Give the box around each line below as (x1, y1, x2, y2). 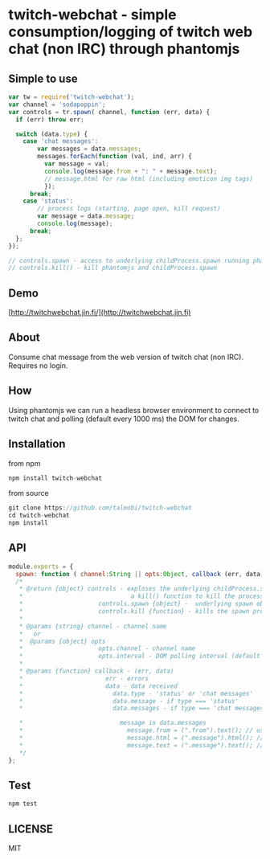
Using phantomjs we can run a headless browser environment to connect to (8, 405, 260, 415)
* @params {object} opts (18, 637, 106, 645)
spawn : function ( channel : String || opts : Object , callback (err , (15, 570, 243, 578)
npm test (8, 800, 38, 808)
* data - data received (18, 681, 178, 690)
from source (8, 489, 50, 498)
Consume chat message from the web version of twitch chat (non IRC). (8, 352, 243, 362)
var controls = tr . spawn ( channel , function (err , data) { (8, 108, 211, 116)
